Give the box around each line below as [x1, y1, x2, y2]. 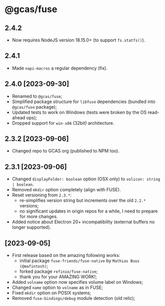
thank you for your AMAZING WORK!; [19, 274, 97, 280]
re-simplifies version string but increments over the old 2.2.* [19, 197, 146, 203]
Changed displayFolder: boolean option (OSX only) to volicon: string [12, 176, 160, 182]
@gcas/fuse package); [12, 104, 57, 110]
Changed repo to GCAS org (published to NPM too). [12, 148, 120, 154]
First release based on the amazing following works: [12, 252, 120, 259]
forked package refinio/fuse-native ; [19, 269, 98, 275]
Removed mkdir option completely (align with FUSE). [12, 187, 121, 193]
